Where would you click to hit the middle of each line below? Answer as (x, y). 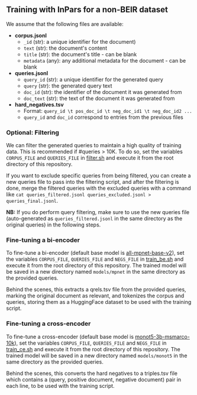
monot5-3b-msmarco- (163, 336)
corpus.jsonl (31, 35)
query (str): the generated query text (68, 86)
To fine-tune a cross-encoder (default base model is (70, 336)
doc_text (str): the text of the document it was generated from (99, 98)
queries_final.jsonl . (32, 201)
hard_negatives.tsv (39, 104)
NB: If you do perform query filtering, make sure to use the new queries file (98, 212)
